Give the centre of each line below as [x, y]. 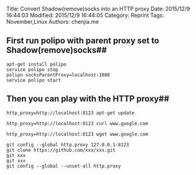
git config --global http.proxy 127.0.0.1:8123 [68, 145]
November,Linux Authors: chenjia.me [53, 22]
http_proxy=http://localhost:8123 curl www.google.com [77, 123]
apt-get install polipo [37, 64]
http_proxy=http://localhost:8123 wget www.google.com [77, 134]
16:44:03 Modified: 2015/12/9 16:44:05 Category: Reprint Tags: [85, 15]
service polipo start [34, 80]
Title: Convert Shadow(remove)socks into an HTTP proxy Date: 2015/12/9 [98, 9]
